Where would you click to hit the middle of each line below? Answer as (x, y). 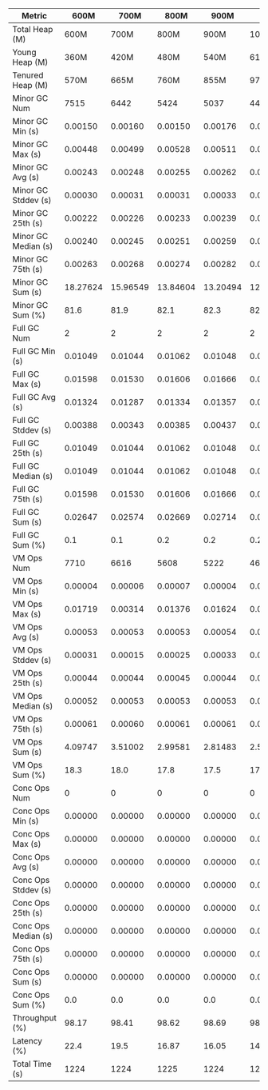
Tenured (28, 75)
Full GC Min (34, 351)
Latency (27, 1041)
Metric (34, 16)
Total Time (32, 1064)
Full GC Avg (34, 397)
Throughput (35, 1018)
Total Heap (33, 29)
